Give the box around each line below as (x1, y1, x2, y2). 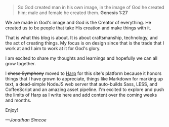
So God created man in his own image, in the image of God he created (17, 5, 164, 10)
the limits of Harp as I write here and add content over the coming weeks (5, 92, 157, 98)
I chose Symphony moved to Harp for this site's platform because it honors (5, 70, 162, 76)
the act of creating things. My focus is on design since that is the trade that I (5, 40, 164, 46)
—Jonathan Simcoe (5, 117, 47, 123)
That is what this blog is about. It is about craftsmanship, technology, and (5, 35, 158, 40)
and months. (5, 97, 31, 103)
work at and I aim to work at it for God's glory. (5, 46, 101, 51)
